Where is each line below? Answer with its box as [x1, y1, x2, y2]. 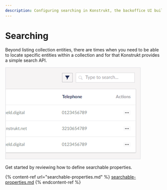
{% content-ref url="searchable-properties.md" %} [5, 174, 110, 180]
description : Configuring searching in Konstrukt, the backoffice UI [5, 8, 153, 13]
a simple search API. [5, 57, 47, 63]
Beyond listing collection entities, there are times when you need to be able [5, 46, 159, 52]
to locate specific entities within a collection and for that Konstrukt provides [5, 52, 160, 58]
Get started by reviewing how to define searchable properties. [5, 164, 133, 170]
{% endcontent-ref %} [35, 179, 81, 185]
